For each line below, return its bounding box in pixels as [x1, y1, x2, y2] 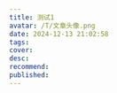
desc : [9, 54, 29, 63]
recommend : [9, 63, 50, 72]
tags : [9, 37, 29, 47]
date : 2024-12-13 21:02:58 [9, 29, 109, 38]
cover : [9, 46, 34, 55]
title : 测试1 [9, 12, 55, 22]
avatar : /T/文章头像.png [9, 21, 96, 30]
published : [9, 71, 50, 80]
